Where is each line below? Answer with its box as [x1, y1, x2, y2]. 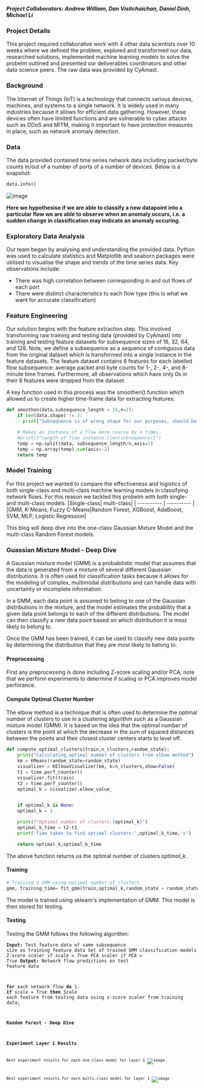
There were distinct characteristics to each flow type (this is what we [15, 290, 188, 297]
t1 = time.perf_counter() [17, 769, 83, 775]
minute [6, 371, 24, 378]
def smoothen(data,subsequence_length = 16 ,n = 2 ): [6, 407, 135, 413]
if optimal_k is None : [17, 802, 75, 808]
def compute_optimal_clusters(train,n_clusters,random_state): [6, 746, 170, 753]
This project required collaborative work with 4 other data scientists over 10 [6, 40, 195, 48]
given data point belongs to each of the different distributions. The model [6, 610, 189, 617]
